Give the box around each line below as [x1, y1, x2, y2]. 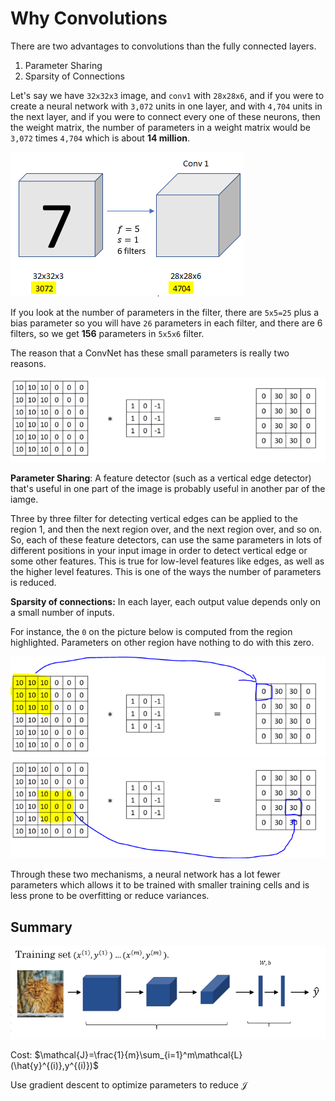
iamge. [10, 493, 39, 506]
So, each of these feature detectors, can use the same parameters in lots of [10, 534, 323, 546]
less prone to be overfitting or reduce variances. [10, 890, 210, 902]
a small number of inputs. [10, 607, 115, 619]
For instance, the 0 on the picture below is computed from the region [10, 626, 293, 638]
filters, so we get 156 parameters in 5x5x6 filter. [10, 327, 205, 339]
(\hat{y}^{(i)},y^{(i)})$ [10, 1060, 99, 1072]
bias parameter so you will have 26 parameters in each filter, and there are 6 [10, 317, 323, 329]
